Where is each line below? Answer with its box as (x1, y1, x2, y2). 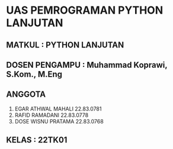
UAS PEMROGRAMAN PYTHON (6, 4, 164, 17)
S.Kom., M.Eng (6, 69, 63, 79)
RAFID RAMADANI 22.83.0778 (14, 111, 89, 119)
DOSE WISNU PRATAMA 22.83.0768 (14, 118, 104, 125)
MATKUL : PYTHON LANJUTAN (6, 40, 124, 50)
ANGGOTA (6, 90, 46, 100)
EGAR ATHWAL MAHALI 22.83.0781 (14, 105, 102, 112)
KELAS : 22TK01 (6, 135, 68, 145)
